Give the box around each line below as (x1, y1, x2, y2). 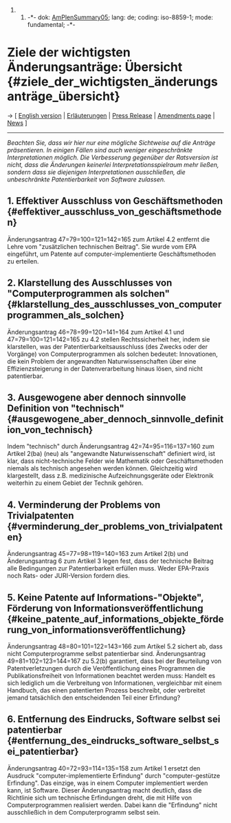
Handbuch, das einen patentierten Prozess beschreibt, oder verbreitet (7, 686, 206, 694)
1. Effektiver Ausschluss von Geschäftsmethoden (7, 195, 223, 207)
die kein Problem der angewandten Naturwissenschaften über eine (7, 357, 197, 365)
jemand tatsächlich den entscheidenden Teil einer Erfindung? (7, 693, 181, 702)
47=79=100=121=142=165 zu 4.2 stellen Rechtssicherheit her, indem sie (7, 335, 210, 344)
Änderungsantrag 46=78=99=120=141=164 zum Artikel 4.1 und (7, 328, 184, 336)
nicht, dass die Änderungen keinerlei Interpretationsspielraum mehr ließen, (7, 160, 219, 168)
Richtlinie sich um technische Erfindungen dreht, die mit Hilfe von (7, 793, 192, 802)
